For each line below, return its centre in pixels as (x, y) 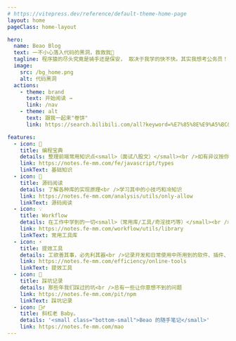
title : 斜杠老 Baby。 (50, 314)
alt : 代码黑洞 (39, 79)
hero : (15, 39)
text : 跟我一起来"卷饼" (57, 118)
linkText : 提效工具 (46, 268)
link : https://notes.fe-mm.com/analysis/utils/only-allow (106, 196)
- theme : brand (42, 92)
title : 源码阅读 (41, 183)
